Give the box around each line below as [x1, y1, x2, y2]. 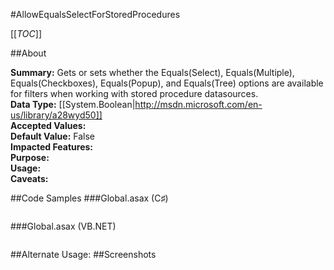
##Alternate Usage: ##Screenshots [10, 249, 157, 260]
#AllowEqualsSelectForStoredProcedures [10, 9, 181, 20]
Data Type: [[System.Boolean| [10, 99, 136, 110]
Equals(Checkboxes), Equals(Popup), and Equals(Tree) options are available [10, 77, 324, 89]
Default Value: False [10, 130, 95, 142]
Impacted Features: [10, 141, 93, 153]
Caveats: [10, 173, 49, 184]
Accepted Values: [10, 120, 87, 131]
